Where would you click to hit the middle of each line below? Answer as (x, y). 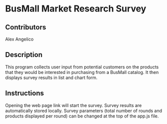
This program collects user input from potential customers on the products (82, 67)
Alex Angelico (19, 39)
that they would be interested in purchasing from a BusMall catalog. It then (82, 72)
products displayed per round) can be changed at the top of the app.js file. (82, 116)
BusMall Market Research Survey (76, 9)
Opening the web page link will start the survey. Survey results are (73, 105)
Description (24, 55)
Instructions (24, 93)
